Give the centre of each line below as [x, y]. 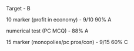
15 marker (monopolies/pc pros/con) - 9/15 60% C [67, 42]
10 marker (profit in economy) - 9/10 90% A [59, 19]
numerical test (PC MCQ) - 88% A [47, 31]
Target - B [18, 8]
